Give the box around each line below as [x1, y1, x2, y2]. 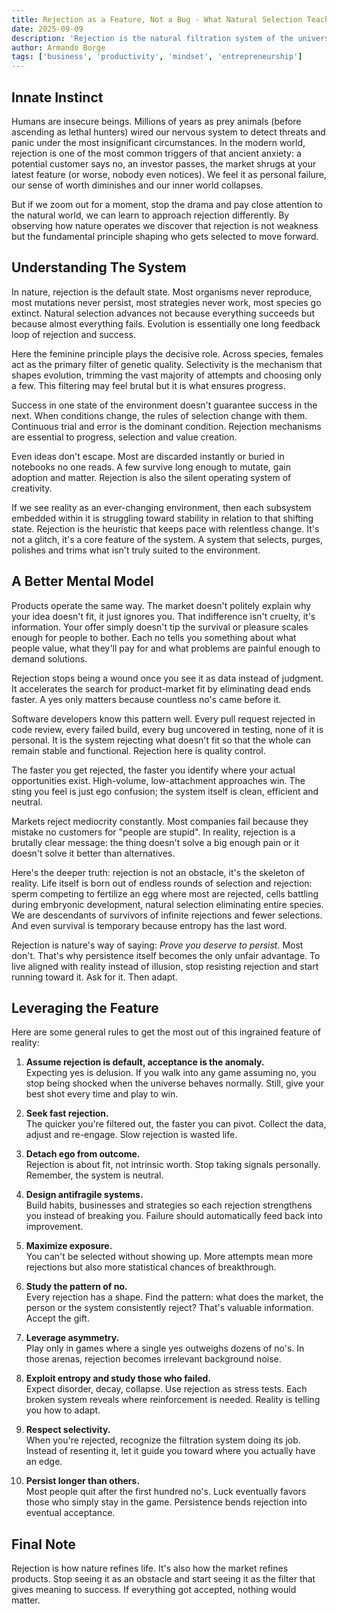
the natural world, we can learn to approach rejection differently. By [11, 209, 290, 221]
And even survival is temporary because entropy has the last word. [11, 919, 288, 931]
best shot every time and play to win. [25, 1088, 179, 1100]
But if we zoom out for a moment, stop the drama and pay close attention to [11, 198, 323, 210]
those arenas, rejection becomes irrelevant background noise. [25, 1353, 282, 1365]
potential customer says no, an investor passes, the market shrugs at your [11, 157, 317, 170]
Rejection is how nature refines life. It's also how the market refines [11, 1562, 289, 1575]
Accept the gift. [25, 1312, 90, 1325]
